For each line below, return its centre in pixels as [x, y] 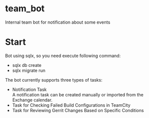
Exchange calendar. [32, 100]
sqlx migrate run [29, 70]
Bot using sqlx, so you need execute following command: [63, 56]
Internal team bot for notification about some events [58, 22]
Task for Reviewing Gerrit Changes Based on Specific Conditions [78, 110]
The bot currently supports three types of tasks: [54, 80]
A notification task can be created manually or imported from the [78, 94]
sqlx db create [27, 65]
